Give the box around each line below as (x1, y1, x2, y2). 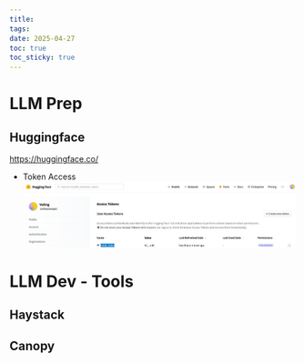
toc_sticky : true (9, 53, 76, 63)
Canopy (9, 338, 56, 354)
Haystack (9, 308, 66, 323)
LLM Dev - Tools (9, 271, 135, 291)
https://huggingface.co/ (9, 154, 98, 165)
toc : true (9, 44, 47, 53)
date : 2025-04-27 (9, 34, 76, 43)
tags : (9, 24, 30, 34)
